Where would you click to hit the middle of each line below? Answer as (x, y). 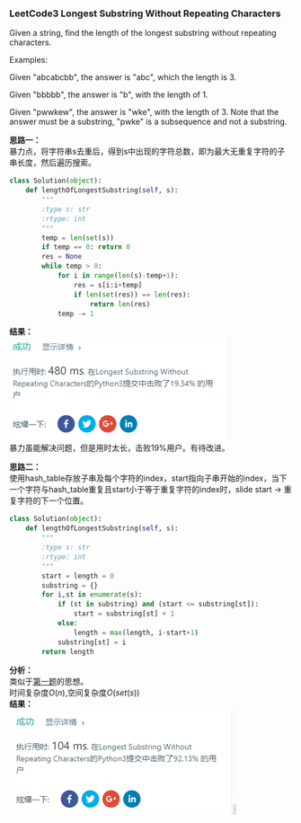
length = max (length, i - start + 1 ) (136, 633)
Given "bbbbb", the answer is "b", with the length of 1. (109, 95)
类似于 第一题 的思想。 (49, 681)
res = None (62, 257)
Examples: (28, 60)
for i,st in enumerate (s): (92, 595)
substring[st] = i (92, 642)
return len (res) (120, 304)
